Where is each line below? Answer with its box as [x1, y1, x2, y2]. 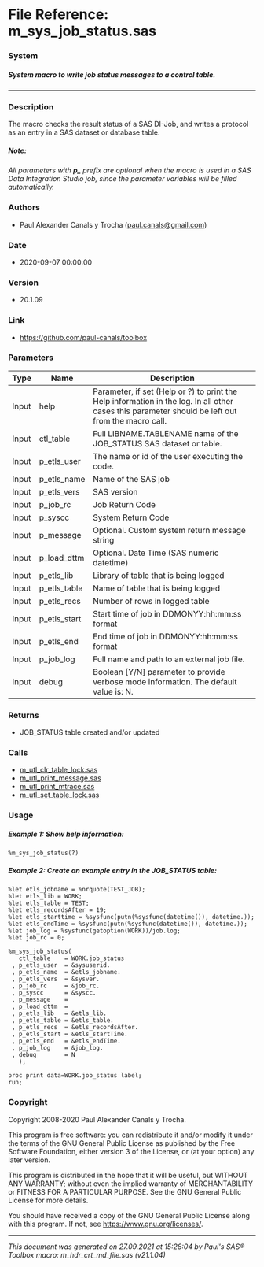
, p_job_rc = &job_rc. [11, 982, 101, 990]
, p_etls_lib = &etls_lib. [11, 1010, 108, 1017]
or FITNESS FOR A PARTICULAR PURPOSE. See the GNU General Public [8, 1187, 242, 1196]
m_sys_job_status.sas [8, 22, 157, 40]
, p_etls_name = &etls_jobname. [11, 969, 122, 976]
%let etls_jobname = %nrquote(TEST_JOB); [8, 886, 146, 894]
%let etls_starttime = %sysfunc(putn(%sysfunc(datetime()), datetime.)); [8, 913, 255, 921]
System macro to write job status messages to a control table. [8, 69, 216, 80]
